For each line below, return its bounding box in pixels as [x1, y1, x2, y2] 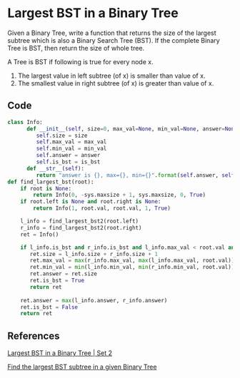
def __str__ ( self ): [26, 165, 84, 172]
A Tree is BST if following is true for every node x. [7, 57, 154, 66]
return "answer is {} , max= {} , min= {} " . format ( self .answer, [36, 171, 219, 179]
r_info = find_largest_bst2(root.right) [20, 224, 142, 231]
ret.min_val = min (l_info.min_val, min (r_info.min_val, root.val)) [29, 264, 235, 271]
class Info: [7, 118, 43, 126]
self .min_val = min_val [36, 145, 107, 153]
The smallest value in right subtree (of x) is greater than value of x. [17, 78, 214, 87]
